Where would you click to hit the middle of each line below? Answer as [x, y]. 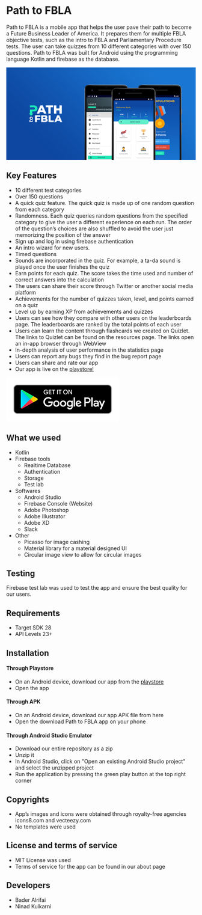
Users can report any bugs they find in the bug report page [88, 356]
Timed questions [36, 254]
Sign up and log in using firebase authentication [74, 241]
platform [25, 292]
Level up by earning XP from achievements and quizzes [84, 311]
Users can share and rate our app [57, 363]
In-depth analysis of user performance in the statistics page [89, 350]
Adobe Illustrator [44, 516]
